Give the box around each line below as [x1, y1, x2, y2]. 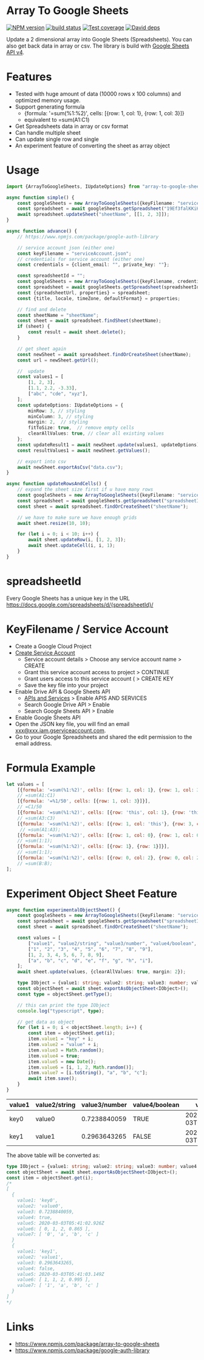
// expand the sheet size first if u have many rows [17, 486, 154, 493]
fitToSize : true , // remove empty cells [28, 425, 135, 431]
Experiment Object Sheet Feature [6, 886, 178, 900]
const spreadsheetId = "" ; [17, 272, 86, 279]
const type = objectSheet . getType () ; [17, 991, 113, 997]
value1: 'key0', [17, 1197, 59, 1204]
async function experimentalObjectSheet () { [6, 906, 121, 913]
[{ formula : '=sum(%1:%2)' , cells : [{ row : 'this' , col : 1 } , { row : [17, 810, 186, 816]
